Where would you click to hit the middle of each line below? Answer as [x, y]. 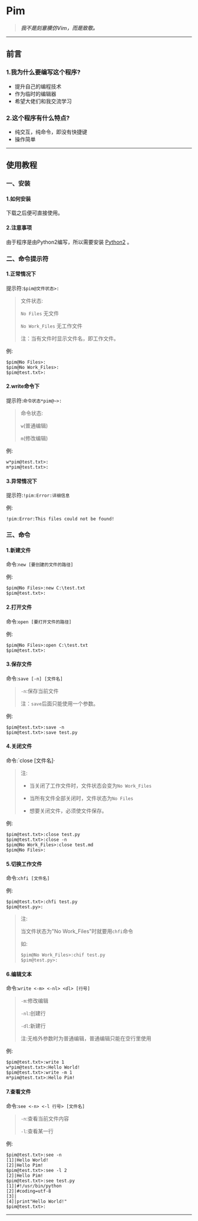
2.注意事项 [19, 228]
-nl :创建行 [33, 1013]
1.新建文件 [19, 550]
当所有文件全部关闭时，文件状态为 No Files [81, 798]
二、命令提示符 [27, 258]
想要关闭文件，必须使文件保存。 [68, 811]
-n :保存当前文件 [39, 691]
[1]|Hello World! [27, 1160]
